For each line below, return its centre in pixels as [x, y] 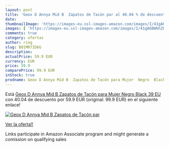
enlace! [13, 105]
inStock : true [20, 75]
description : [19, 52]
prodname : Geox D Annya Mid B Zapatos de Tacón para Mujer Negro [77, 80]
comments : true [21, 33]
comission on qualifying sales [36, 139]
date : [11, 19]
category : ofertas [24, 38]
